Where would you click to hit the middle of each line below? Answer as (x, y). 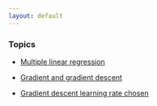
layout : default (36, 16)
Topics (22, 44)
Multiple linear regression (62, 61)
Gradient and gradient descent (71, 77)
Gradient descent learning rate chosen (85, 93)
